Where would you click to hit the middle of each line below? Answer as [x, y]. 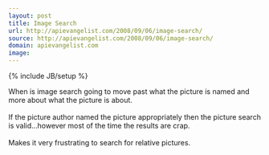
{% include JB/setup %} [48, 76]
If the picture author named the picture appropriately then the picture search [134, 117]
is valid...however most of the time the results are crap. [99, 126]
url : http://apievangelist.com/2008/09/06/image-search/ [106, 31]
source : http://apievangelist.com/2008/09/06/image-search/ [111, 38]
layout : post [30, 16]
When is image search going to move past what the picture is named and [129, 92]
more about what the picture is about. [70, 100]
